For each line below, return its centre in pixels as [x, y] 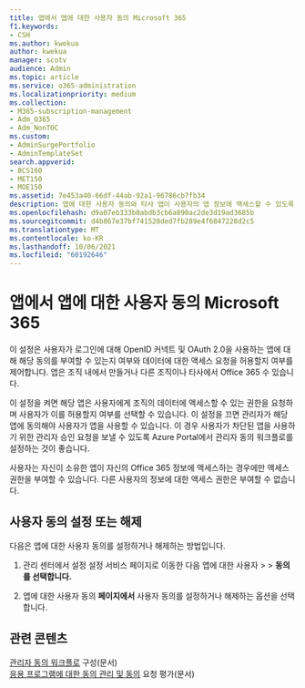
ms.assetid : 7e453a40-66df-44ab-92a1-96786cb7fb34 [107, 196]
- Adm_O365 [30, 119]
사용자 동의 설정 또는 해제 [76, 522]
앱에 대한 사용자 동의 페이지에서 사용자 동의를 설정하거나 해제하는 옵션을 [150, 596]
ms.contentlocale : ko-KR [56, 238]
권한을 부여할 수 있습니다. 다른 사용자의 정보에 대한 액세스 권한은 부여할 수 [140, 479]
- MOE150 [26, 188]
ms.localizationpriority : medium [73, 94]
